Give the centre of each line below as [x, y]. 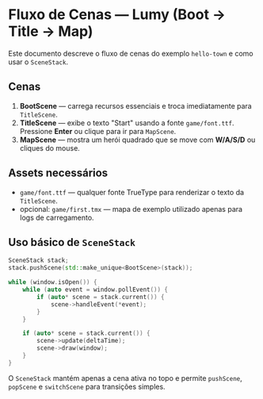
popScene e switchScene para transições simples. [87, 386]
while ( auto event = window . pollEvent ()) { [95, 290]
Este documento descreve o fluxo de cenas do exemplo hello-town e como [131, 53]
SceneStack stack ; [38, 261]
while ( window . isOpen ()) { [53, 282]
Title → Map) [51, 31]
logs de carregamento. [57, 217]
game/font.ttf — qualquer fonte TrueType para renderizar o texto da [131, 192]
